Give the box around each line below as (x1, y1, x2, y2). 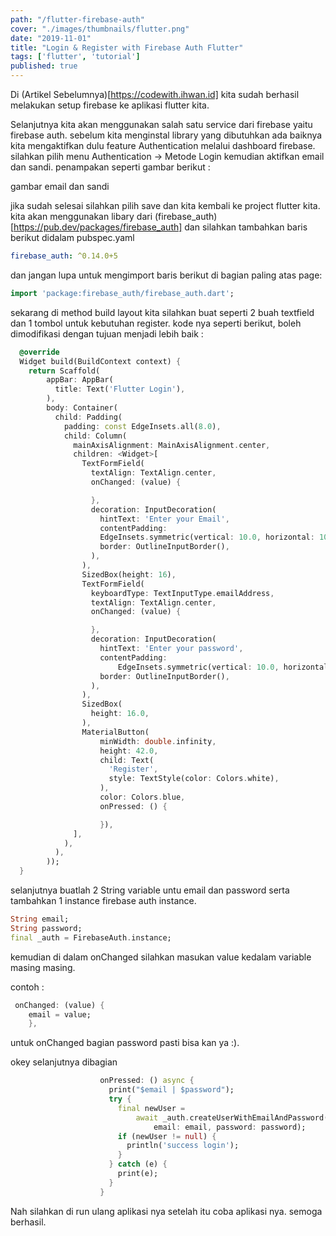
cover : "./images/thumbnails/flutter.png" (10, 24, 190, 34)
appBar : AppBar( (46, 375, 114, 385)
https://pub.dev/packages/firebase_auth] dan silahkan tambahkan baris (13, 221, 308, 233)
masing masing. (10, 961, 76, 973)
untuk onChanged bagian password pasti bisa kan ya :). (10, 1037, 240, 1049)
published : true (10, 61, 78, 71)
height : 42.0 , (99, 746, 159, 756)
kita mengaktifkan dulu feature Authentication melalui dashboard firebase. (10, 140, 316, 151)
